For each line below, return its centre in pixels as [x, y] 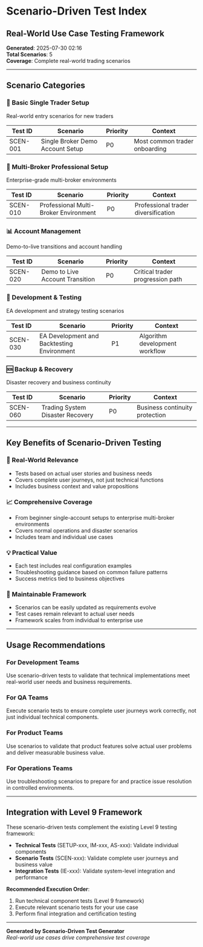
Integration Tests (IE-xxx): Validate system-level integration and [95, 871]
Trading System [64, 407]
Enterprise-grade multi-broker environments [61, 180]
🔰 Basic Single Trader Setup [48, 103]
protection [151, 415]
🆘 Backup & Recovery [40, 369]
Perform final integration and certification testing [76, 913]
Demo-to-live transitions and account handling [64, 247]
